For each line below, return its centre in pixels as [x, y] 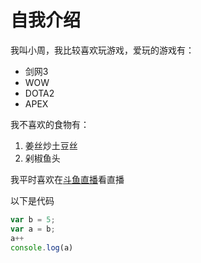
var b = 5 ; [33, 219]
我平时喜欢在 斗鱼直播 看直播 [67, 179]
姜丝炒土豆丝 [51, 145]
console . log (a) [42, 247]
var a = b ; [33, 229]
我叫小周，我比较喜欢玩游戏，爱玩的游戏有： [102, 50]
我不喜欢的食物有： [50, 124]
